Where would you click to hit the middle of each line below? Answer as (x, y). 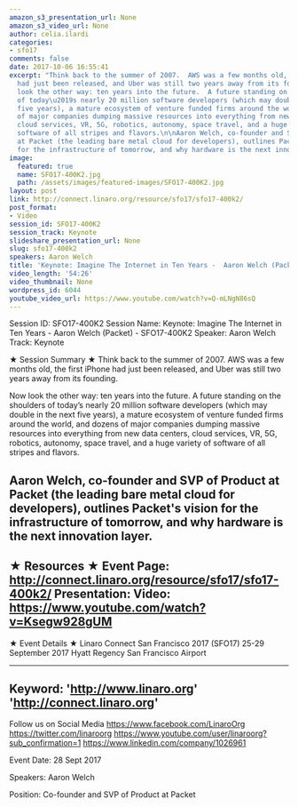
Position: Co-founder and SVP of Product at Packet (103, 795)
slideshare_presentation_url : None (75, 241)
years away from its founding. (63, 379)
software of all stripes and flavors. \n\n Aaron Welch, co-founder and (150, 133)
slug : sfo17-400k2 (43, 249)
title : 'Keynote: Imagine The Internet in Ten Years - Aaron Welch (138, 266)
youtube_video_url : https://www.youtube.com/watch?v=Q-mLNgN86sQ (132, 299)
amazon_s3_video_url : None (59, 26)
